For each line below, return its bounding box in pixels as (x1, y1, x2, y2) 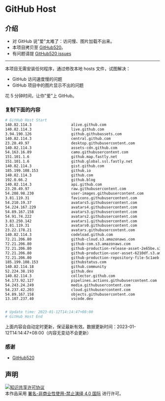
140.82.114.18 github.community (5, 265, 107, 269)
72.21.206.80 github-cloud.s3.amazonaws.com (5, 237, 135, 242)
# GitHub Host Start (5, 118, 48, 123)
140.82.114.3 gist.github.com (5, 164, 105, 168)
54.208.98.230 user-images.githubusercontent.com (5, 191, 144, 196)
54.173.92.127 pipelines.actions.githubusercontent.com (5, 278, 157, 283)
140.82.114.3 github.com (5, 172, 93, 178)
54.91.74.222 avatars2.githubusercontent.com (5, 214, 137, 219)
